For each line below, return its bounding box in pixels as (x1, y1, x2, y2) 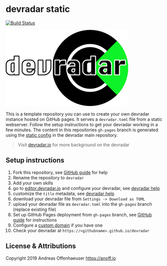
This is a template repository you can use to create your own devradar (5, 111, 150, 117)
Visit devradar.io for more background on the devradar (17, 142, 130, 148)
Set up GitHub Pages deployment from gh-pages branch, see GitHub (12, 211, 152, 217)
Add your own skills (12, 180, 54, 186)
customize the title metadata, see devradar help (12, 190, 115, 196)
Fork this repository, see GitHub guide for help (12, 169, 108, 175)
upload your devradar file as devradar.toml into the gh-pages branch (12, 201, 152, 207)
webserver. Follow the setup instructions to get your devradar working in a (5, 121, 158, 127)
